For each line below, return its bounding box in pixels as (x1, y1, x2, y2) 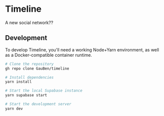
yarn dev (5, 106, 23, 111)
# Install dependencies (5, 75, 54, 80)
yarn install (5, 79, 32, 84)
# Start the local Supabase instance (5, 88, 83, 93)
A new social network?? (5, 20, 53, 25)
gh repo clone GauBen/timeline (5, 66, 69, 71)
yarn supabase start (5, 93, 48, 98)
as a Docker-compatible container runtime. (5, 52, 92, 58)
